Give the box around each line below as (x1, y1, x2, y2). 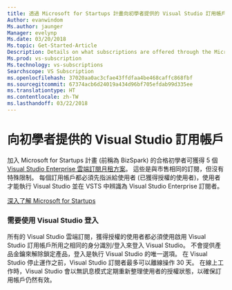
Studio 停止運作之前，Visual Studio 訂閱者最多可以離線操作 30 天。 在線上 (7, 258, 218, 267)
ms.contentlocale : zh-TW (7, 94, 79, 101)
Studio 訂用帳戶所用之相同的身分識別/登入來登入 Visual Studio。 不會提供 (7, 241, 215, 249)
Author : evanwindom (7, 17, 64, 23)
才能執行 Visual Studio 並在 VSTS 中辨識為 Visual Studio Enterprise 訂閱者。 (7, 182, 224, 190)
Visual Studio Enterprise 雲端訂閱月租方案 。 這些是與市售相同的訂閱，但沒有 (7, 164, 224, 173)
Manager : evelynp (7, 29, 57, 37)
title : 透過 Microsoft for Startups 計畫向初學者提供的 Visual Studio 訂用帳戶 (7, 10, 226, 17)
